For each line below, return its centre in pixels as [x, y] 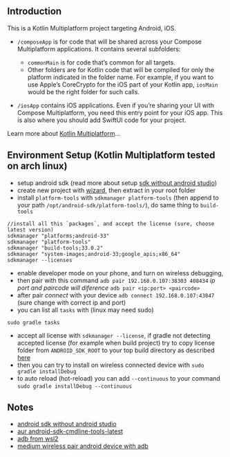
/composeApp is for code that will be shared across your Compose [109, 42]
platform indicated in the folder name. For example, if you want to [121, 77]
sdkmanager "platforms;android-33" [58, 236]
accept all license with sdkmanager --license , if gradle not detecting [114, 335]
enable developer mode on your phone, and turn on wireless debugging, [120, 273]
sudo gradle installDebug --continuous [75, 386]
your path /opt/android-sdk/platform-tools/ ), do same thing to [108, 205]
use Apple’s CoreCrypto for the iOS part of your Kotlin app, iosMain [123, 84]
